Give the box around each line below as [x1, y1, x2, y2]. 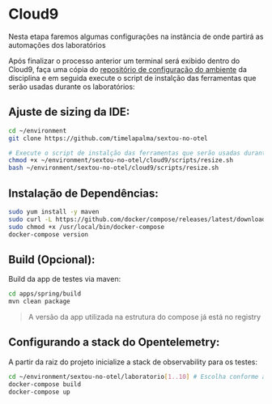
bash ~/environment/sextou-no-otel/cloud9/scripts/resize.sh [8, 164, 219, 172]
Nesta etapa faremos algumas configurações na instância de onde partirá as [8, 32, 264, 41]
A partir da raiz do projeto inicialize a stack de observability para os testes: [8, 357, 257, 367]
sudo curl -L [8, 215, 53, 223]
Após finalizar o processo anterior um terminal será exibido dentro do [8, 56, 240, 66]
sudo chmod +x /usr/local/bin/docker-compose [8, 223, 164, 231]
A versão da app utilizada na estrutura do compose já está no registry [28, 313, 261, 321]
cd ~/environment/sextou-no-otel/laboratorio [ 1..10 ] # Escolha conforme [8, 372, 259, 381]
